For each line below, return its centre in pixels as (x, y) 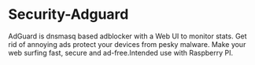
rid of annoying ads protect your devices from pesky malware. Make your (127, 44)
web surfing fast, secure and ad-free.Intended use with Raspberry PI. (121, 52)
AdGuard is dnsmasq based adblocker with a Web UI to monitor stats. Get (128, 36)
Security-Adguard (68, 14)
